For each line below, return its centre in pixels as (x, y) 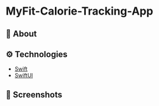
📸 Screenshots (34, 95)
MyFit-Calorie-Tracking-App (79, 11)
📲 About (21, 34)
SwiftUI (24, 76)
